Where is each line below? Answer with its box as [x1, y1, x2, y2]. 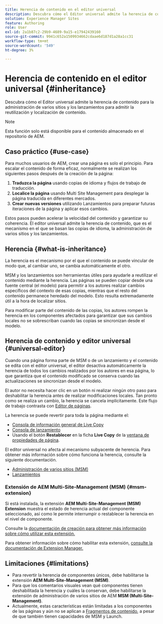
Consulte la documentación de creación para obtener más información [5, 525, 147, 531]
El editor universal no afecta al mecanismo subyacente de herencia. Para [5, 446, 150, 452]
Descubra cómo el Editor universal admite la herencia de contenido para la [5, 99, 154, 105]
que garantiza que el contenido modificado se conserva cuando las [5, 373, 140, 378]
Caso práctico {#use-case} [5, 148, 89, 156]
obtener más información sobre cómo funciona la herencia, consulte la [5, 452, 147, 458]
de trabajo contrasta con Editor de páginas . [5, 403, 92, 409]
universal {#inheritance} [5, 83, 106, 94]
